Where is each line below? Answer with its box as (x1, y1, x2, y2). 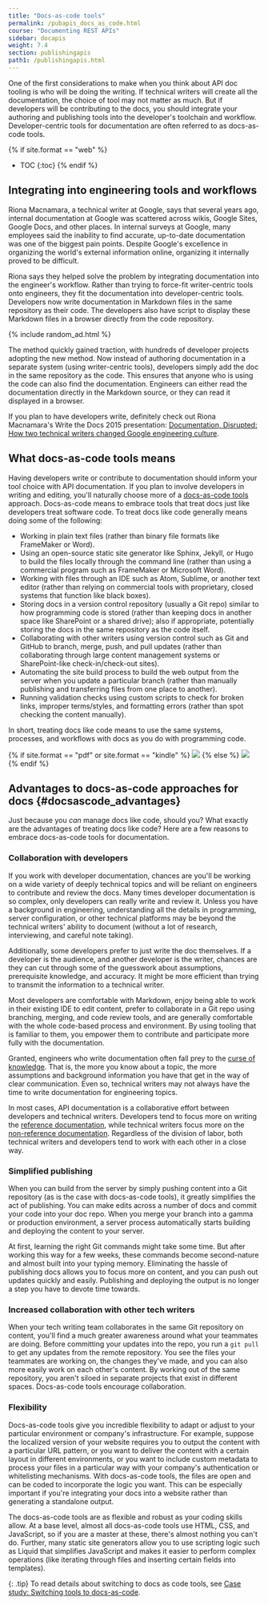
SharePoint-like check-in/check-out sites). (19, 658, 160, 668)
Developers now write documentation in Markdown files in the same (8, 297, 233, 307)
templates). (8, 1563, 46, 1573)
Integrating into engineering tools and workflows (8, 183, 258, 197)
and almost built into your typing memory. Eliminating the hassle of (8, 1258, 228, 1268)
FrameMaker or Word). (19, 540, 95, 549)
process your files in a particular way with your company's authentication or (8, 1463, 259, 1472)
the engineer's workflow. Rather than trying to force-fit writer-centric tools (8, 279, 254, 289)
